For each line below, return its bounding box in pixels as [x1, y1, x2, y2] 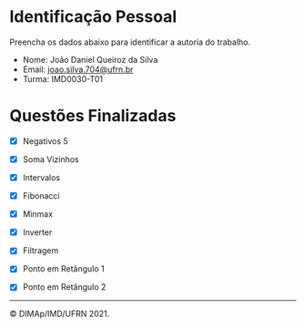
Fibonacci [22, 190, 60, 201]
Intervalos [22, 172, 61, 183]
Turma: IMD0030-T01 [22, 73, 103, 84]
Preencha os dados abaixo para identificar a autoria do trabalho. [9, 36, 251, 47]
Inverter [22, 227, 53, 238]
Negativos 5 [22, 135, 68, 147]
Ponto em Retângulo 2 [22, 282, 107, 292]
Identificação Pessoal [9, 6, 178, 27]
